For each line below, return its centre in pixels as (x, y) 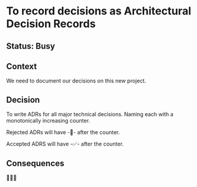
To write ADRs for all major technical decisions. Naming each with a (90, 114)
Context (22, 66)
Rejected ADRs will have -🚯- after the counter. (63, 132)
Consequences (35, 163)
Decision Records (51, 24)
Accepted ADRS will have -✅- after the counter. (65, 144)
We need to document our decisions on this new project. (76, 81)
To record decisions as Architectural (99, 11)
